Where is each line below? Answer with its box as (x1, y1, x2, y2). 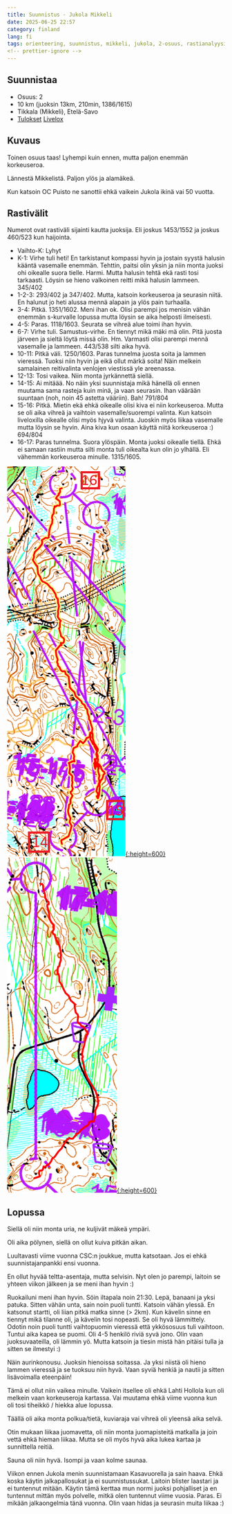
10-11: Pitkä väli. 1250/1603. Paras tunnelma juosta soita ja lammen (17, 350, 206, 358)
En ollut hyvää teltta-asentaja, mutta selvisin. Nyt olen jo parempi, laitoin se (7, 1272, 221, 1281)
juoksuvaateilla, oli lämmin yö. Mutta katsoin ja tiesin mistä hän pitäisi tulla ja (7, 1337, 224, 1346)
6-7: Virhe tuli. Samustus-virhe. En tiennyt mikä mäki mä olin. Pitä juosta (17, 328, 222, 336)
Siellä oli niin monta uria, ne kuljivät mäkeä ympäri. (7, 1225, 151, 1233)
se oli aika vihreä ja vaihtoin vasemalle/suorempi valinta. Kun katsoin (17, 409, 212, 417)
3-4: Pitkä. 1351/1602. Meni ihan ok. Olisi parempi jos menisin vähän (17, 306, 211, 314)
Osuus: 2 (17, 92, 43, 100)
